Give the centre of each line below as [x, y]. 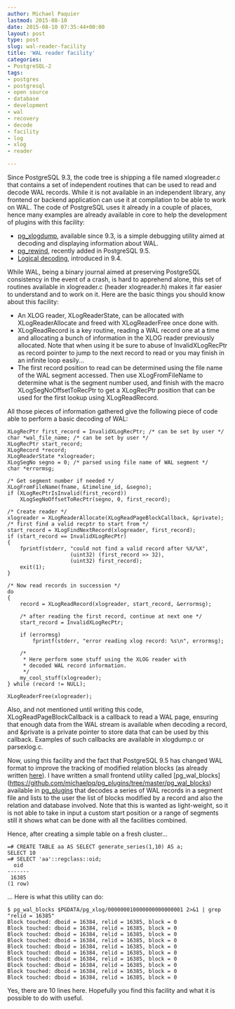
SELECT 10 [22, 853]
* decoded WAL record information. [75, 666]
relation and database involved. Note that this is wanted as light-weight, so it [118, 805]
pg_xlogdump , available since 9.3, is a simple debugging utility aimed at [121, 236]
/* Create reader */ [38, 512]
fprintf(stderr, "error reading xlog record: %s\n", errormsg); [128, 641]
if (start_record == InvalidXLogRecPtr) [67, 536]
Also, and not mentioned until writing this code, [75, 709]
